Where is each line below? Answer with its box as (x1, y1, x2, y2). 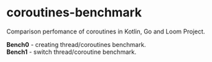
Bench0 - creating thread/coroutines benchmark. (6, 40, 147, 48)
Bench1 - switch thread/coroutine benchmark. (6, 48, 137, 56)
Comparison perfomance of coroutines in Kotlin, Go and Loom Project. (6, 27, 205, 35)
